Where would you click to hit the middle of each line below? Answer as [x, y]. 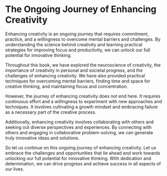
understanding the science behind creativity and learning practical [74, 44]
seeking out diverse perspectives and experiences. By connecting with [78, 127]
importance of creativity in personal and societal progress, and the [74, 70]
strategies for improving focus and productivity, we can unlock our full [78, 50]
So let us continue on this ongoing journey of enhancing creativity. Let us [81, 147]
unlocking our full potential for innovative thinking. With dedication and [78, 158]
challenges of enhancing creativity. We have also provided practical [75, 75]
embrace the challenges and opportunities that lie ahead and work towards [83, 153]
